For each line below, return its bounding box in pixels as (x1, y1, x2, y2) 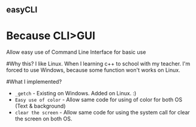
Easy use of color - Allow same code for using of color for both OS (14, 96, 183, 104)
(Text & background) (14, 102, 66, 110)
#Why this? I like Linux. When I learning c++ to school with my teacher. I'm (6, 60, 191, 68)
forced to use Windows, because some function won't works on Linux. (6, 66, 181, 74)
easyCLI (6, 5, 38, 15)
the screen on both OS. (14, 115, 73, 122)
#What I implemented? (6, 78, 62, 86)
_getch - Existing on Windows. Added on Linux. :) (14, 90, 137, 97)
